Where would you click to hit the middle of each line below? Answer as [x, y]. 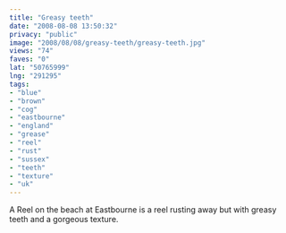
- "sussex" [29, 159]
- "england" [31, 126]
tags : [19, 84]
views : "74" [31, 51]
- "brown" [28, 101]
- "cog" [24, 109]
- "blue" [25, 92]
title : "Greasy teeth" [51, 17]
